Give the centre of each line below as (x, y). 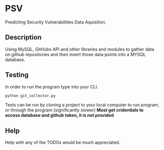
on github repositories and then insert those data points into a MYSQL (75, 54)
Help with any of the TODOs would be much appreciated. (63, 143)
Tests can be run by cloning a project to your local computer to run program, (82, 105)
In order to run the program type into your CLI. (52, 86)
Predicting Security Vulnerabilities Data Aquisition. (56, 22)
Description (23, 37)
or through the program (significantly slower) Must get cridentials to (74, 110)
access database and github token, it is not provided (59, 115)
